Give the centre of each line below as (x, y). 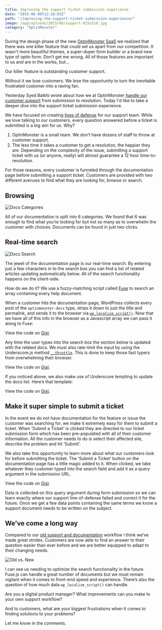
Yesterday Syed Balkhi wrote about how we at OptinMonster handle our (76, 96)
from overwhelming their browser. (39, 358)
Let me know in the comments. (36, 623)
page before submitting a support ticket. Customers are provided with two (79, 175)
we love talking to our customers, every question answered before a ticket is (81, 120)
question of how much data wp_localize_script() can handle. (67, 585)
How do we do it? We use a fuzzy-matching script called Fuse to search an (80, 288)
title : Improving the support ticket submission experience (67, 9)
